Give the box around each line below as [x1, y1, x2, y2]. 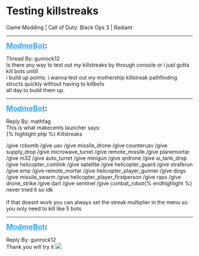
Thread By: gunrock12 [6, 55, 60, 62]
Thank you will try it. [6, 243, 56, 250]
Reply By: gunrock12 [6, 236, 56, 243]
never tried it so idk [6, 186, 53, 193]
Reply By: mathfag [6, 118, 52, 125]
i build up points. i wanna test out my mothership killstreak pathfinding [6, 74, 178, 81]
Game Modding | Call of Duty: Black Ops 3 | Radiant [6, 24, 133, 31]
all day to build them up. [6, 86, 65, 93]
